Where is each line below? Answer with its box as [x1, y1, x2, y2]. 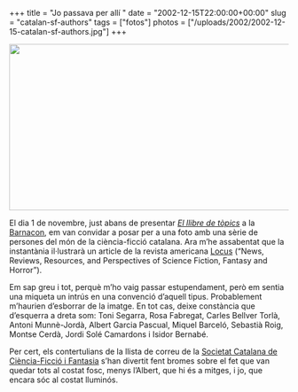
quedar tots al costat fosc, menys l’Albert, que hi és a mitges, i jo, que [9, 365, 263, 375]
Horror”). [9, 265, 43, 275]
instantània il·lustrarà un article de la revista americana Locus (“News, [9, 246, 264, 256]
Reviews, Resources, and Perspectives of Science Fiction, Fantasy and [9, 255, 268, 265]
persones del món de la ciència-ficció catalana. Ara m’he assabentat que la [9, 237, 285, 247]
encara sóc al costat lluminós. [9, 374, 119, 385]
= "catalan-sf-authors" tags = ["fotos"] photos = [9, 17, 186, 27]
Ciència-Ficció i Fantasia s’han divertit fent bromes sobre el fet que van [9, 356, 271, 366]
